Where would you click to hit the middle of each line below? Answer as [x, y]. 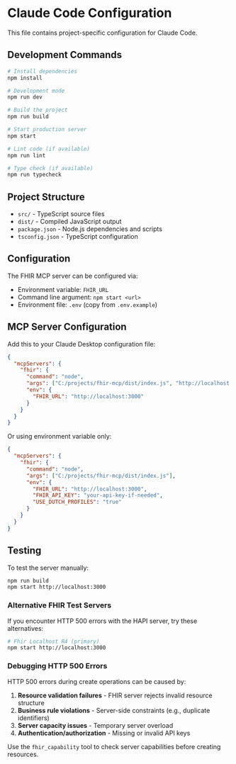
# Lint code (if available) [49, 149]
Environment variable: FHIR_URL [63, 289]
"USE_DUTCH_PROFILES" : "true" [77, 502]
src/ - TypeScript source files [61, 214]
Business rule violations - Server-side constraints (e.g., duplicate [114, 710]
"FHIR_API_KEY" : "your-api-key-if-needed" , [98, 495]
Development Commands [65, 55]
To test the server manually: [48, 568]
